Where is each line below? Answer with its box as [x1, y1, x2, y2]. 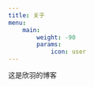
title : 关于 [8, 11, 45, 20]
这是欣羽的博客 [8, 71, 57, 79]
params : [36, 41, 62, 49]
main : [22, 26, 41, 34]
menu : [8, 19, 26, 27]
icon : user [50, 48, 87, 56]
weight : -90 [36, 33, 77, 42]
